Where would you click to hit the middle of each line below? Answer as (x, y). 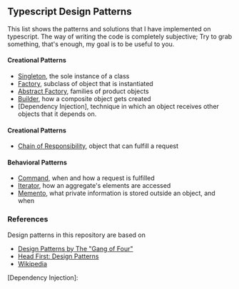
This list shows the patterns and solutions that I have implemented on (109, 28)
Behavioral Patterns (37, 162)
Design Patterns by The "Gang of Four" (75, 248)
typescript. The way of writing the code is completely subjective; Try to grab (120, 36)
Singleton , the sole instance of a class (73, 76)
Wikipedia (32, 263)
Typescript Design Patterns (70, 12)
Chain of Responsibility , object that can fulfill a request (98, 146)
